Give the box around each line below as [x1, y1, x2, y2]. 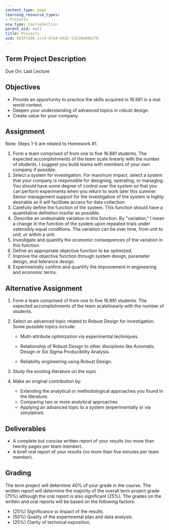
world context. [12, 102, 43, 108]
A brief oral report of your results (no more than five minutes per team [12, 448, 159, 455]
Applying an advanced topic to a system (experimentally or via [20, 404, 151, 411]
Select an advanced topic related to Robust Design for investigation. [12, 318, 155, 324]
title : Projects [5, 31, 40, 36]
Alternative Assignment [5, 284, 83, 293]
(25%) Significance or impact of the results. [12, 508, 105, 514]
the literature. [20, 393, 49, 399]
